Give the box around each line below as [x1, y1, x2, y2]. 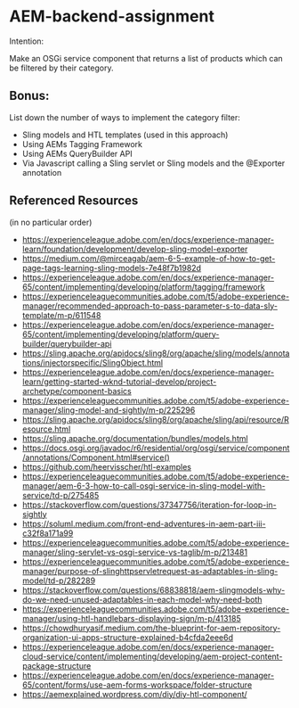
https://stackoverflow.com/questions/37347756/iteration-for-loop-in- [21, 499, 278, 510]
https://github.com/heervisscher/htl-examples [21, 461, 191, 472]
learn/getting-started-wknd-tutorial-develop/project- [21, 376, 217, 387]
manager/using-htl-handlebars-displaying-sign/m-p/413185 [21, 613, 242, 623]
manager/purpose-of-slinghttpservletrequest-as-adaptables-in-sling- [21, 565, 279, 576]
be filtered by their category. [9, 62, 114, 73]
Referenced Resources [9, 193, 139, 209]
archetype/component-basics [21, 385, 132, 396]
